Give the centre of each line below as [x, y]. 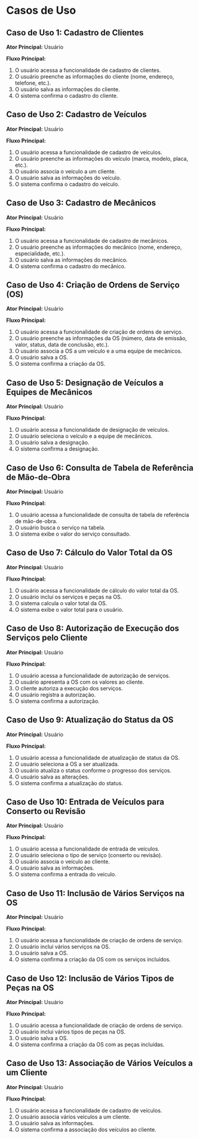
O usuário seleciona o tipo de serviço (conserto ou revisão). [88, 855]
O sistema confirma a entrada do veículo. [65, 874]
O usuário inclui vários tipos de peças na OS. [70, 1032]
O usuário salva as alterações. [52, 777]
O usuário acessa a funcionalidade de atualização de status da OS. [97, 758]
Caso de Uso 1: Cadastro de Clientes [75, 33]
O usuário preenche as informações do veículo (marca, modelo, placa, [101, 158]
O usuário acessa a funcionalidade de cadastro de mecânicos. [92, 241]
